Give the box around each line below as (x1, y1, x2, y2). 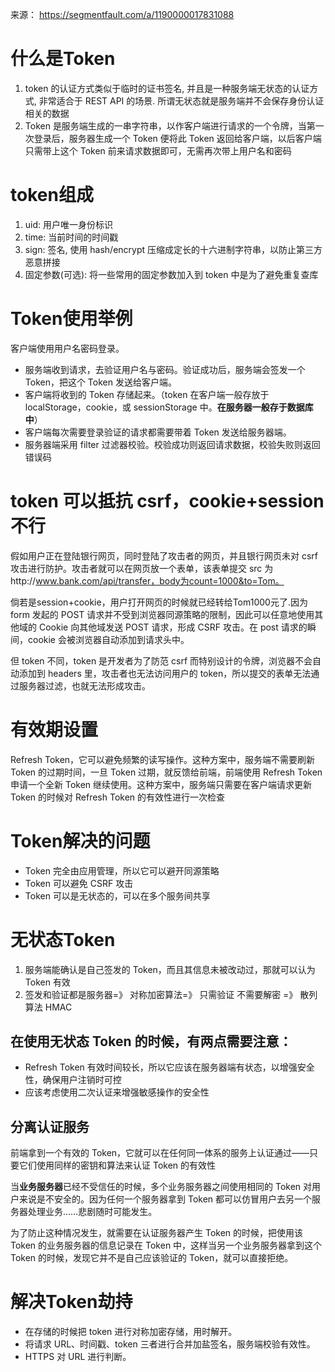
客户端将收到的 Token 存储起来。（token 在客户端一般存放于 (24, 388, 270, 400)
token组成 (10, 184, 94, 207)
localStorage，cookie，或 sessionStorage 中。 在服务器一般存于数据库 (24, 401, 314, 413)
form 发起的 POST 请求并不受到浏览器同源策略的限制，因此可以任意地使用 (10, 608, 315, 620)
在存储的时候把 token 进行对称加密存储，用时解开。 (24, 1326, 238, 1338)
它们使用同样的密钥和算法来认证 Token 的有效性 (18, 1159, 217, 1172)
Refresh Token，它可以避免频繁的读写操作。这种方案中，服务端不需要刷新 (10, 753, 316, 765)
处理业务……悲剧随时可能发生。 (27, 1206, 158, 1218)
